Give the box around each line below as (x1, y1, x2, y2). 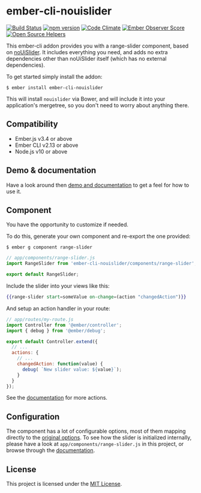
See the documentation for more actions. (6, 394, 108, 402)
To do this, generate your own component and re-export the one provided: (6, 233, 191, 240)
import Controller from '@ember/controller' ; (6, 322, 122, 328)
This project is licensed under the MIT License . (6, 480, 122, 487)
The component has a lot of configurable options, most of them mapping (6, 427, 186, 435)
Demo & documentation (6, 166, 97, 176)
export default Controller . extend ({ (6, 338, 98, 344)
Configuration (6, 411, 60, 422)
